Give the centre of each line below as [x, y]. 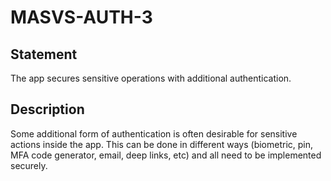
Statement [44, 54]
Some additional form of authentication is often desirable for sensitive [154, 133]
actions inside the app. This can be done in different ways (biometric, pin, [162, 144]
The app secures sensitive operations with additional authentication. [151, 78]
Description [47, 109]
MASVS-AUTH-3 [81, 17]
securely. [29, 165]
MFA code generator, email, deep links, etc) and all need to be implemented [166, 155]
